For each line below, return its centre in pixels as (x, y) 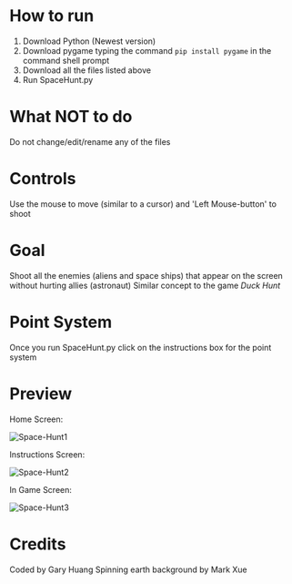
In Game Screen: (41, 489)
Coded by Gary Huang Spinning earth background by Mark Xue (128, 569)
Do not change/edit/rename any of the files (90, 141)
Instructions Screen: (47, 454)
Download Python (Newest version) (89, 41)
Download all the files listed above (87, 70)
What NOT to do (71, 117)
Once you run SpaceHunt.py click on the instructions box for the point (141, 347)
